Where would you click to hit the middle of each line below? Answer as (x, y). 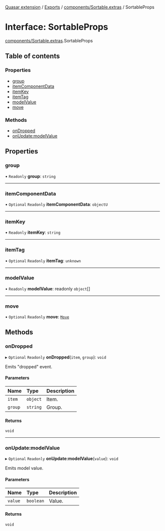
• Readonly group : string (30, 176)
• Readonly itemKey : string (33, 232)
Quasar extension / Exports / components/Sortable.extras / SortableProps (80, 7)
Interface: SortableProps (57, 27)
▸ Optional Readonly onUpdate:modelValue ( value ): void (62, 459)
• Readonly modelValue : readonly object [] (48, 288)
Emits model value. (24, 468)
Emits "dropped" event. (29, 366)
